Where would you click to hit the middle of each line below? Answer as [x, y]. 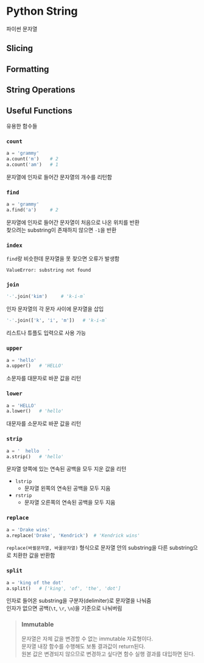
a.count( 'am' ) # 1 [33, 165]
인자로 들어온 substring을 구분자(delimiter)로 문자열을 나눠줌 [79, 601]
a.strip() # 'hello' [35, 456]
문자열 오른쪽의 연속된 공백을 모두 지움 [70, 502]
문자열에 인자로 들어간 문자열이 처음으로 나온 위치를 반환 [73, 222]
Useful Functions [39, 111]
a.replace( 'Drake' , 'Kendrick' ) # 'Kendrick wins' [73, 535]
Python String [42, 11]
